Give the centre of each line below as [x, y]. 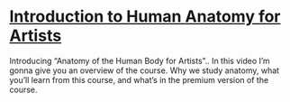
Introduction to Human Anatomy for [145, 17]
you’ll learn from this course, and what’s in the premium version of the [139, 79]
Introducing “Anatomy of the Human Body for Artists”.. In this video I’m [140, 60]
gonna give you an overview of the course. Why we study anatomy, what [145, 70]
